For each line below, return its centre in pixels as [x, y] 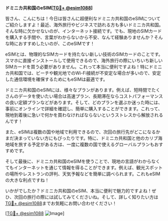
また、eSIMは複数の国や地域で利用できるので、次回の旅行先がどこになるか [83, 132]
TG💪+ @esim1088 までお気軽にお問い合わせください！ [61, 203]
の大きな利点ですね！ [27, 180]
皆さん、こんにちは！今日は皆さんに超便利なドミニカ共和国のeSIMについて [83, 19]
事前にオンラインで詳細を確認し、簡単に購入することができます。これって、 [84, 109]
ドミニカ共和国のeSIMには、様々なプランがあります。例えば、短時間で [78, 90]
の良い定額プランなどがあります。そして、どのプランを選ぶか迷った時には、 [84, 102]
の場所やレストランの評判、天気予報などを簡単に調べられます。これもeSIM [83, 174]
